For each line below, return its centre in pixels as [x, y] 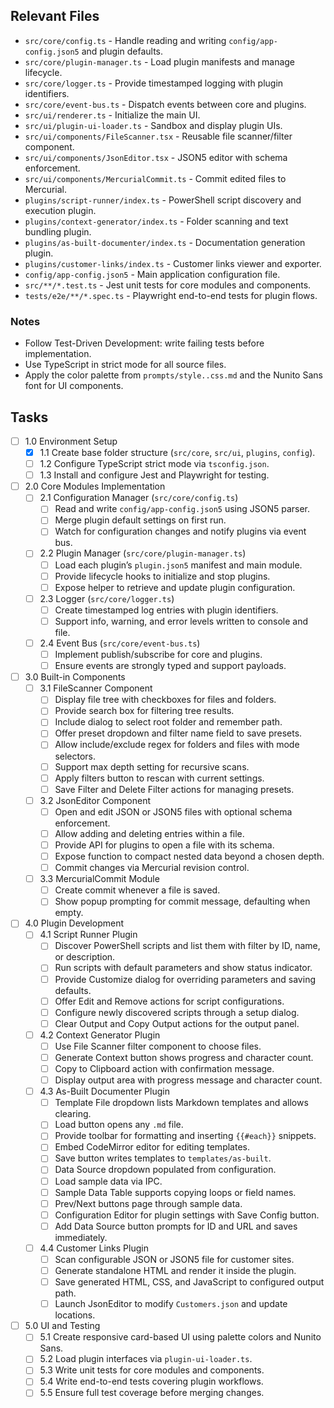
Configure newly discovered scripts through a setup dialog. [177, 1012]
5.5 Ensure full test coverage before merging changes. [152, 1393]
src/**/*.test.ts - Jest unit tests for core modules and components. [168, 285]
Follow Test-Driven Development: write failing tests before [144, 343]
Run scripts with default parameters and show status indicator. [183, 968]
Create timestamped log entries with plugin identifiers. [166, 610]
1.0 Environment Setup [71, 441]
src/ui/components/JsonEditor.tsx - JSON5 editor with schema [156, 157]
